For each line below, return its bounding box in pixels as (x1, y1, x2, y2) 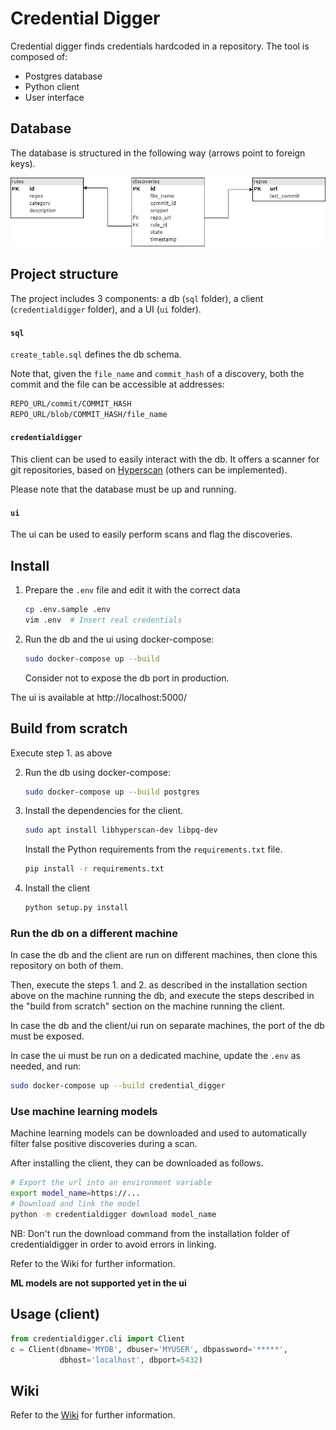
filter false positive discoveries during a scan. (10, 1138, 198, 1150)
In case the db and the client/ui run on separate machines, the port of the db (10, 1020, 325, 1032)
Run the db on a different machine (10, 926, 178, 940)
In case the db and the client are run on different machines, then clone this (10, 949, 318, 961)
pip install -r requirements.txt (24, 864, 165, 874)
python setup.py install (24, 903, 129, 913)
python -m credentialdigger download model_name (10, 1210, 217, 1220)
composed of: (10, 50, 68, 62)
